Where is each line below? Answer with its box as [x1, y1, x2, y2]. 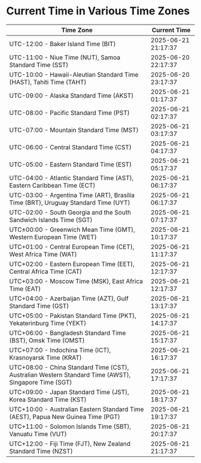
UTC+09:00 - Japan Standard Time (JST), [9, 388, 130, 396]
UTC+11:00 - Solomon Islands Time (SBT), [9, 422, 132, 431]
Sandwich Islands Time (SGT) [9, 216, 93, 224]
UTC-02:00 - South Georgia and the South [9, 208, 132, 216]
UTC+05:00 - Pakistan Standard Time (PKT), [9, 311, 136, 320]
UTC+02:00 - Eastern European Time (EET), [9, 259, 135, 268]
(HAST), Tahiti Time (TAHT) [9, 78, 87, 86]
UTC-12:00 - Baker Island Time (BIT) [9, 40, 116, 48]
